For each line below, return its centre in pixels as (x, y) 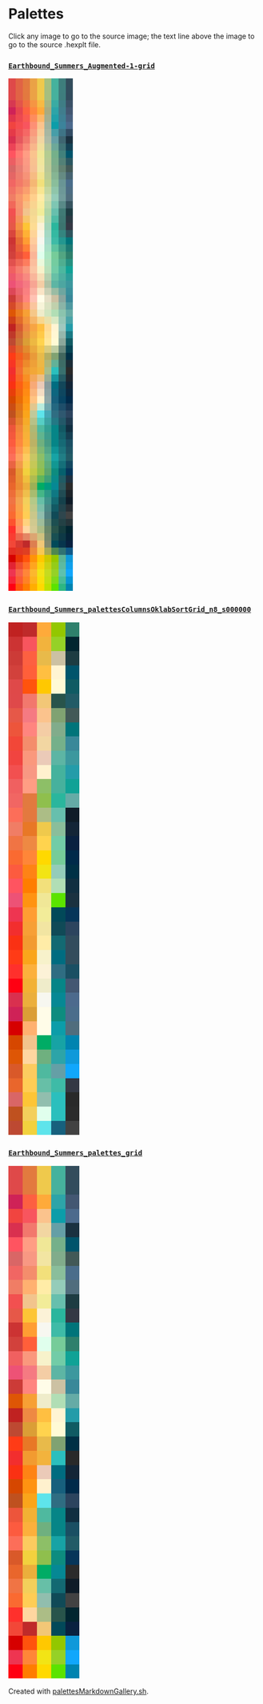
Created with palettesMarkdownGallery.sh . (79, 1691)
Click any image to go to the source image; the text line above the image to (131, 36)
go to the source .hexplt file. (55, 44)
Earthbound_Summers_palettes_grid (75, 1153)
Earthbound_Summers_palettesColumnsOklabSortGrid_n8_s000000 (130, 610)
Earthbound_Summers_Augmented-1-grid (82, 66)
